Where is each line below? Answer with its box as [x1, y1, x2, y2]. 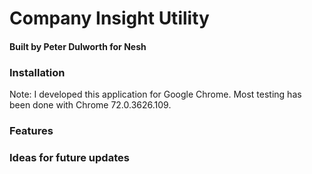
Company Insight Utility [9, 7, 210, 30]
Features [9, 124, 54, 137]
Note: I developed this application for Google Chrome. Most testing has [9, 88, 302, 101]
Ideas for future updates [9, 150, 130, 164]
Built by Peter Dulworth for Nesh [9, 40, 147, 52]
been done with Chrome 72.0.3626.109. [9, 99, 172, 111]
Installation [9, 65, 66, 79]
